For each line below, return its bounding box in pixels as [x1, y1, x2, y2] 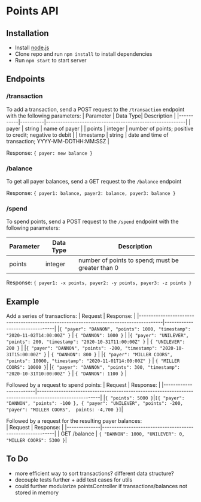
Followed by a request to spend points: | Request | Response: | [6, 381, 160, 389]
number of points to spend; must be [78, 256, 179, 264]
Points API [6, 4, 59, 18]
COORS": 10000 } [6, 365, 47, 371]
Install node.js [14, 44, 50, 51]
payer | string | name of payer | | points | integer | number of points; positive [6, 125, 194, 132]
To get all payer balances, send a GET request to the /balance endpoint [6, 178, 182, 185]
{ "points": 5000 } [105, 395, 154, 401]
